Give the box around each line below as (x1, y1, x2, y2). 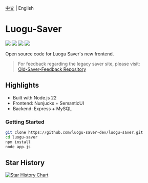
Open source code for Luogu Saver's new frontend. (5, 51, 114, 57)
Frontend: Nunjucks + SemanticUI (12, 100, 84, 106)
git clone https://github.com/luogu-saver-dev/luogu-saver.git (5, 130, 143, 135)
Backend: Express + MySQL (12, 105, 72, 112)
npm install (5, 139, 31, 145)
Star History (5, 158, 45, 167)
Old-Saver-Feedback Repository (17, 66, 87, 72)
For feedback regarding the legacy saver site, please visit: (17, 60, 140, 67)
